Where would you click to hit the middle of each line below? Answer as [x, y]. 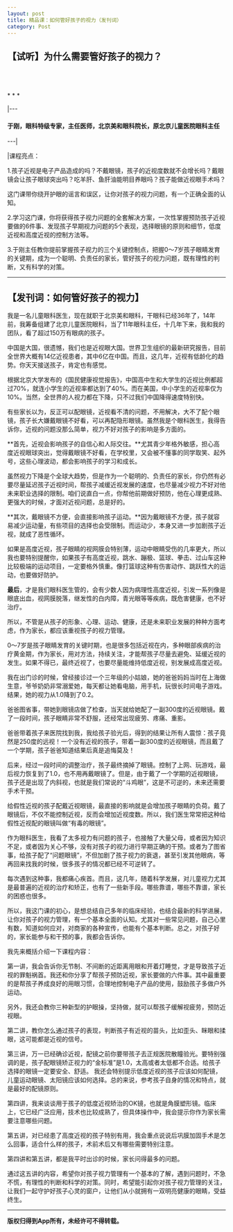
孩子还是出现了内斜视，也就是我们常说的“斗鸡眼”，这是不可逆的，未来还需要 [116, 782]
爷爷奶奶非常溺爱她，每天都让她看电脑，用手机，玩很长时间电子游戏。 [126, 686]
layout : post [26, 14]
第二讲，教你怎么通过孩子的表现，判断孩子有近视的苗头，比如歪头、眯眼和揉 [116, 1031]
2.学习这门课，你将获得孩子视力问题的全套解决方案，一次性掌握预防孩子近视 [116, 218]
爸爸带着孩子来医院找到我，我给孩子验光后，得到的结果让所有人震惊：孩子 [113, 733]
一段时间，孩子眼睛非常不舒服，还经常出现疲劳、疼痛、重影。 [101, 718]
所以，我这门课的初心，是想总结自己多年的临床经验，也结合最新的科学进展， [116, 911]
